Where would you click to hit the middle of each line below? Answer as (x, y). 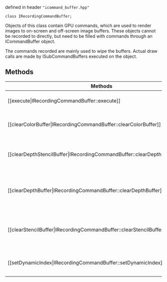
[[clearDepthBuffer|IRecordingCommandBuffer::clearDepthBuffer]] (86, 190)
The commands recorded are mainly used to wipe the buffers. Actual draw (81, 51)
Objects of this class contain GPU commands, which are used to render (78, 25)
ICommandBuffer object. (30, 41)
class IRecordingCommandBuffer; (39, 16)
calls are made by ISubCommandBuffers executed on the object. (71, 56)
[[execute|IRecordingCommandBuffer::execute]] (64, 101)
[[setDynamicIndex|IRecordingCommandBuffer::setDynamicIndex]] (86, 263)
